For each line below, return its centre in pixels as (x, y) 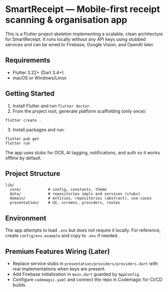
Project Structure (33, 174)
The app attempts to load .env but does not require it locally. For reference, (83, 230)
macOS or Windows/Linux (39, 78)
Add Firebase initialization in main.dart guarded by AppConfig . (76, 274)
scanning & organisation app (66, 20)
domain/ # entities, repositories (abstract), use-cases (81, 199)
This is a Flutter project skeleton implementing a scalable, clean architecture (84, 34)
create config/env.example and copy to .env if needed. (62, 236)
